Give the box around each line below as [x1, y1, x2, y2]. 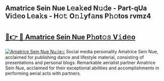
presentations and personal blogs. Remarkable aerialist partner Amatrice [5, 60, 156, 65]
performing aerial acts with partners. [5, 70, 81, 76]
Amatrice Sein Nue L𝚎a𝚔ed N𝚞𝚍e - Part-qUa [5, 4, 147, 13]
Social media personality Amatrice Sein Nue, [66, 49, 158, 54]
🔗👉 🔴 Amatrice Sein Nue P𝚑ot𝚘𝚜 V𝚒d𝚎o [5, 33, 136, 41]
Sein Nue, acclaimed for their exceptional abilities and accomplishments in [5, 65, 159, 71]
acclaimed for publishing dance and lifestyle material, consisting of [5, 54, 144, 60]
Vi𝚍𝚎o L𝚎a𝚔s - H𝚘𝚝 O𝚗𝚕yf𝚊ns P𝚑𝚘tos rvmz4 [5, 12, 151, 21]
